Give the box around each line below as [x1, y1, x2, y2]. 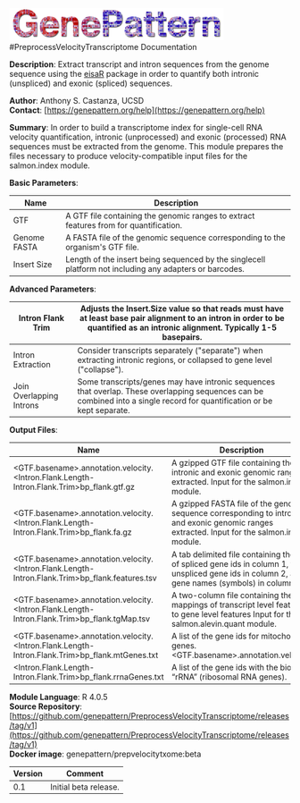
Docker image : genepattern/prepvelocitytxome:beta [9, 748, 202, 759]
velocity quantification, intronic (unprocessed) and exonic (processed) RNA [9, 131, 287, 142]
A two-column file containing [171, 589, 279, 600]
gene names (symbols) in [171, 577, 265, 588]
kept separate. [77, 404, 130, 415]
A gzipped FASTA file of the [171, 498, 272, 509]
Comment [65, 768, 104, 779]
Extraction [12, 359, 51, 369]
